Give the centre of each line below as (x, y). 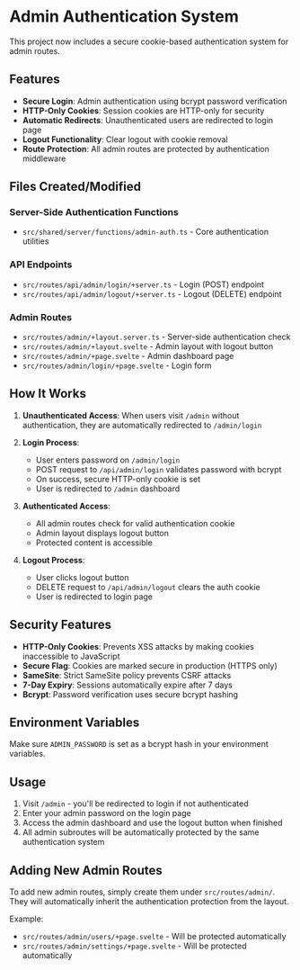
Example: (26, 919)
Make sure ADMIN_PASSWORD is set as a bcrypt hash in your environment (139, 744)
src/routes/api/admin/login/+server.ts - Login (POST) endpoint (143, 284)
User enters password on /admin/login (108, 460)
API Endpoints (41, 265)
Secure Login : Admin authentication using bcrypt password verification (154, 101)
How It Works (48, 394)
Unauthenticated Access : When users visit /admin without (131, 415)
